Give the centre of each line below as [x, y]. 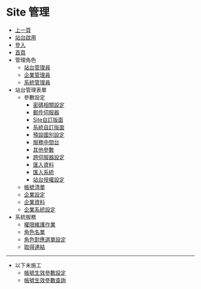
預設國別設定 [48, 135]
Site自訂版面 [48, 120]
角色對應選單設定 [45, 239]
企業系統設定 [39, 209]
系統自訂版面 [48, 127]
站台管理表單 [31, 90]
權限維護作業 [39, 224]
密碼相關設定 [48, 105]
